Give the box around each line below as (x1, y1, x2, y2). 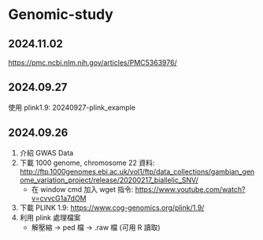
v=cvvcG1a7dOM (31, 193, 87, 203)
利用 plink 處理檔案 (19, 212, 81, 222)
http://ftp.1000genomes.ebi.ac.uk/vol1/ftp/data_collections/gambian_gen (19, 167, 255, 176)
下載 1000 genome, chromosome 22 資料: (19, 158, 155, 167)
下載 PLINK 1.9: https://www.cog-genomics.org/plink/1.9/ (19, 203, 205, 212)
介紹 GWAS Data (19, 148, 74, 157)
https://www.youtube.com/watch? (135, 184, 246, 194)
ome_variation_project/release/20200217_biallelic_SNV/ (19, 175, 199, 185)
